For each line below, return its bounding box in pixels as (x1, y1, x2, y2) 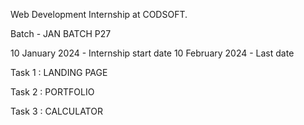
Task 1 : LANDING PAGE (10, 67, 108, 78)
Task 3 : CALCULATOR (10, 105, 103, 117)
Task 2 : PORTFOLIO (10, 86, 95, 98)
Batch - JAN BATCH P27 (10, 28, 112, 39)
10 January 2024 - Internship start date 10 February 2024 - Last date (10, 47, 295, 59)
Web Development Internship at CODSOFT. (10, 9, 188, 20)
